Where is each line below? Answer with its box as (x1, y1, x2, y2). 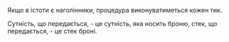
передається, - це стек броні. (7, 27, 97, 35)
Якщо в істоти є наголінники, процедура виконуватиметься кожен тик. (7, 6, 223, 14)
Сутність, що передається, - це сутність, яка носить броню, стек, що (7, 20, 218, 27)
